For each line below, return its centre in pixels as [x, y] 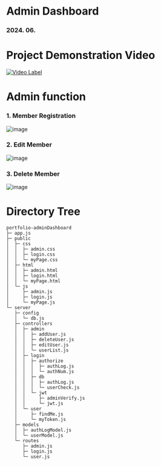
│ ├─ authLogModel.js [43, 430]
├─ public [19, 238]
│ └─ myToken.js [40, 420]
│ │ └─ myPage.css [32, 260]
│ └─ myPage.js [31, 302]
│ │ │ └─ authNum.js [44, 372]
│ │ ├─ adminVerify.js [50, 398]
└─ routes [27, 441]
